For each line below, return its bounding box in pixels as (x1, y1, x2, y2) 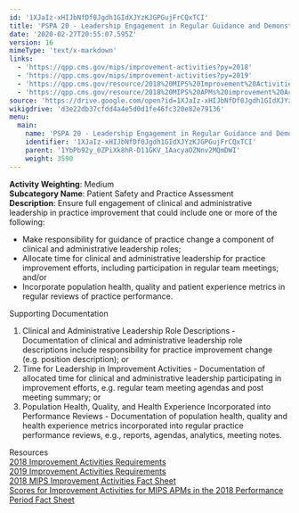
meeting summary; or (21, 392, 101, 402)
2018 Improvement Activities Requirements (9, 456, 166, 467)
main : (17, 121, 38, 130)
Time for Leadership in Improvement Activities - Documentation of (21, 363, 265, 374)
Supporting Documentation (9, 308, 109, 319)
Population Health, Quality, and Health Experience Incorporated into (21, 401, 271, 411)
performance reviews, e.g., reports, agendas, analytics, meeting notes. (21, 429, 282, 440)
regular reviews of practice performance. (21, 291, 174, 302)
